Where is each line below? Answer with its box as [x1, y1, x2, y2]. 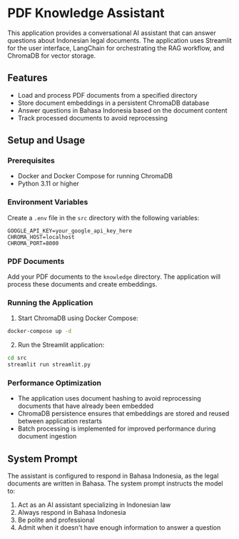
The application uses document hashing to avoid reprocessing [17, 394, 201, 403]
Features [7, 72, 48, 84]
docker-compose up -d [7, 328, 72, 335]
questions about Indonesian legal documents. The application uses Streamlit [7, 36, 232, 44]
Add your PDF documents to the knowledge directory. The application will [7, 272, 221, 281]
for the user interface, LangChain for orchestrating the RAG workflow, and [7, 43, 225, 52]
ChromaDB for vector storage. [7, 51, 96, 60]
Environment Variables [7, 197, 88, 207]
